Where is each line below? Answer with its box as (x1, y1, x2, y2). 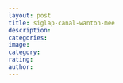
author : (8, 63, 34, 71)
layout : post (8, 11, 52, 20)
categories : (8, 33, 48, 42)
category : (8, 48, 41, 56)
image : (8, 41, 30, 49)
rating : (8, 56, 34, 64)
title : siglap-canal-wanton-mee (8, 19, 115, 27)
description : (8, 26, 52, 34)
